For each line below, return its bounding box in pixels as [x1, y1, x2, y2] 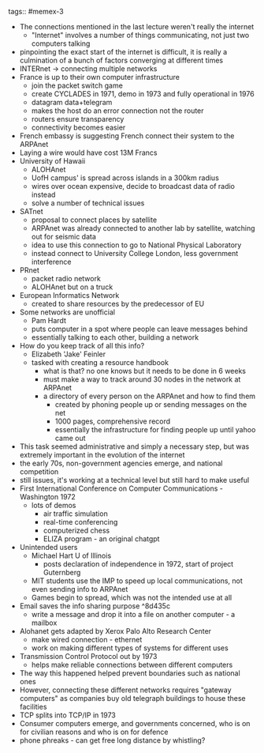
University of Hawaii [19, 156, 86, 165]
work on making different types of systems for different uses [31, 643, 229, 653]
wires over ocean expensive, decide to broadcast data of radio [31, 182, 235, 190]
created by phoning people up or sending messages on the [54, 400, 247, 409]
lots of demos [31, 501, 76, 510]
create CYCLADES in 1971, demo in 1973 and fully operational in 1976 [31, 89, 255, 98]
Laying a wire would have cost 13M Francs [19, 148, 158, 157]
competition [19, 467, 59, 476]
